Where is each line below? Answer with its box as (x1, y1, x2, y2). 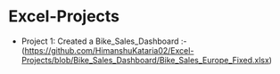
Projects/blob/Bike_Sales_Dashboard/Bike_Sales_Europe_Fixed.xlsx (21, 54, 269, 65)
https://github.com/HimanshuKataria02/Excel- (24, 45, 194, 55)
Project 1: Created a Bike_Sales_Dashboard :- (21, 36, 187, 46)
